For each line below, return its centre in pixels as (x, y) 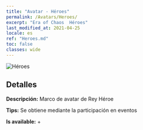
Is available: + (24, 121)
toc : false (19, 45)
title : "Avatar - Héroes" (38, 11)
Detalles (21, 85)
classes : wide (24, 50)
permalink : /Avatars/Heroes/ (42, 17)
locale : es (19, 33)
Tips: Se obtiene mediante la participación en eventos (71, 110)
